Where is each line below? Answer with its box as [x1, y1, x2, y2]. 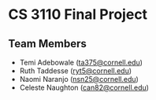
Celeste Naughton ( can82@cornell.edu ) [19, 83, 150, 92]
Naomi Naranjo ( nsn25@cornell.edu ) [19, 75, 139, 83]
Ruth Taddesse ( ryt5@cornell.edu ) [19, 66, 132, 76]
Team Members [8, 37, 87, 50]
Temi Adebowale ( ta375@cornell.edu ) [19, 57, 143, 67]
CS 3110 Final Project [8, 6, 148, 24]
